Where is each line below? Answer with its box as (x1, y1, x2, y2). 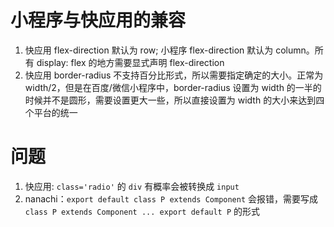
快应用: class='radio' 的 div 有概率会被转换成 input (24, 180, 240, 192)
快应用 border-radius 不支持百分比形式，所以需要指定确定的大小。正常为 (24, 69, 324, 81)
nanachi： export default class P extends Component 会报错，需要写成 (24, 192, 319, 205)
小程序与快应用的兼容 (10, 9, 187, 32)
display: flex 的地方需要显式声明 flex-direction (36, 56, 225, 68)
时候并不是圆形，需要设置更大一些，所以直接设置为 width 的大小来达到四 (24, 94, 325, 106)
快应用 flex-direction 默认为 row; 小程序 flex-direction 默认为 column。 (24, 44, 315, 56)
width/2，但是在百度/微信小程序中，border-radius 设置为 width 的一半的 (24, 81, 322, 93)
